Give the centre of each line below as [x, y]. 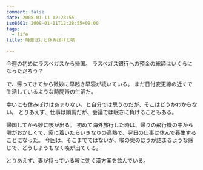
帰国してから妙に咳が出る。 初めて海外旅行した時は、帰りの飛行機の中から [100, 125]
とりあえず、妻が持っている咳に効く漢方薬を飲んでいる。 [78, 161]
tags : [13, 29]
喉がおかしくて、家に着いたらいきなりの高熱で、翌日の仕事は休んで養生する [101, 132]
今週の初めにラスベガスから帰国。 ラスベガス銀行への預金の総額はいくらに [99, 63]
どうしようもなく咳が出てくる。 [62, 148]
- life [20, 35]
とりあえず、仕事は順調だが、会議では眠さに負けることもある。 [98, 112]
